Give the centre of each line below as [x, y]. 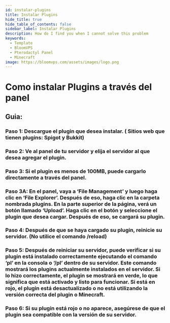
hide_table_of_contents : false [38, 24]
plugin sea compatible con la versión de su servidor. [71, 315]
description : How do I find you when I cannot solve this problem [77, 34]
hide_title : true [24, 19]
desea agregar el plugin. [36, 157]
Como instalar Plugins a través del [79, 87]
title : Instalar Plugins [31, 15]
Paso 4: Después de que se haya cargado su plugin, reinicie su [84, 230]
